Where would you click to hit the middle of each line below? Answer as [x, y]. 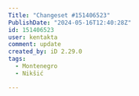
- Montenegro [37, 66]
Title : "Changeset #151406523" [59, 15]
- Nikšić [29, 73]
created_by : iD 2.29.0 [45, 52]
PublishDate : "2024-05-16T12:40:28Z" [70, 23]
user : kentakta [33, 37]
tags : [17, 59]
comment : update [35, 44]
